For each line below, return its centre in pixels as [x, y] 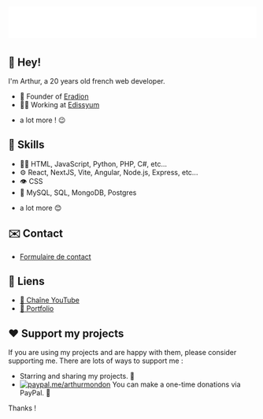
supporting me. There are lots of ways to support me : [96, 361]
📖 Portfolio [37, 309]
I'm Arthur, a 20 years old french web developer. [87, 81]
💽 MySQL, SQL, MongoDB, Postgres [78, 193]
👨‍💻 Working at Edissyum [59, 105]
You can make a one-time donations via [176, 384]
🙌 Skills [26, 145]
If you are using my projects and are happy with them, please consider [122, 353]
